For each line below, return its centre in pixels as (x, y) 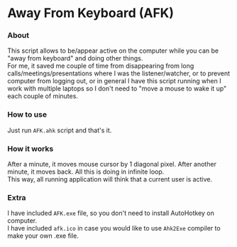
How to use (27, 115)
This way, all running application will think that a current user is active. (110, 179)
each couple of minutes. (43, 96)
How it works (31, 149)
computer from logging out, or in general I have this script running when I (114, 81)
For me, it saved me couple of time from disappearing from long (101, 66)
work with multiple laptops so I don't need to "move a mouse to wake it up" (117, 89)
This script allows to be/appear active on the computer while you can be (113, 51)
